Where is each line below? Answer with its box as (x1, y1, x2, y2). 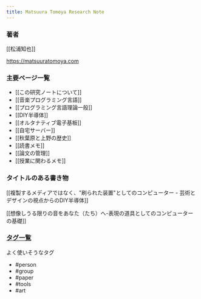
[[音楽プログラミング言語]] (15, 96, 82, 104)
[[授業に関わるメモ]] (15, 157, 66, 164)
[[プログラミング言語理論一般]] (15, 104, 93, 111)
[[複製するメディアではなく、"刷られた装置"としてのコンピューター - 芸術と (6, 189, 196, 196)
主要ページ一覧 (6, 74, 50, 82)
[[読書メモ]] (15, 142, 45, 149)
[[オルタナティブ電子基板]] (15, 119, 82, 127)
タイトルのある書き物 (6, 174, 69, 183)
